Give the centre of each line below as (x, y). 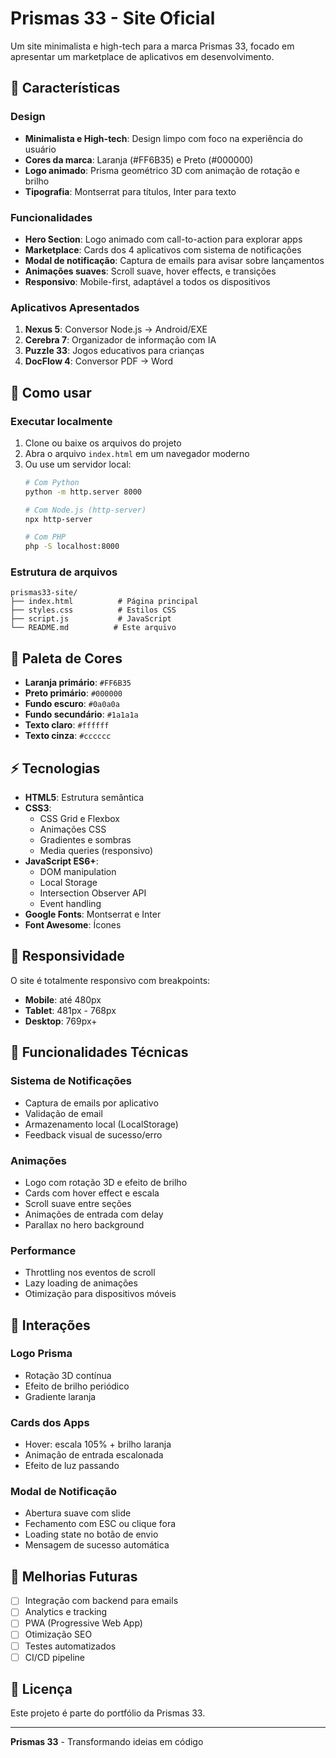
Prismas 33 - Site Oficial (113, 18)
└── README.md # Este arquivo (93, 628)
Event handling (70, 904)
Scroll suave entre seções (78, 1203)
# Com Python (52, 482)
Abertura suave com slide (78, 1513)
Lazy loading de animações (81, 1283)
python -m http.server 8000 (83, 492)
